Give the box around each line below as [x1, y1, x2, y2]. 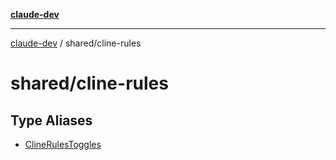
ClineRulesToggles [24, 139, 102, 150]
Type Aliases [10, 112, 93, 129]
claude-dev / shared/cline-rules [10, 37, 142, 49]
